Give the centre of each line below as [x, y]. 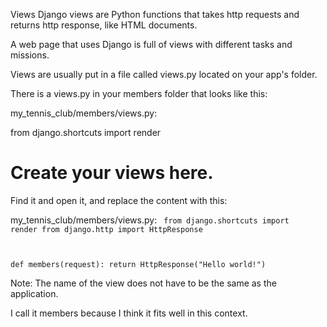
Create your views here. [112, 173]
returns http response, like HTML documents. [104, 25]
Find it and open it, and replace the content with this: [119, 200]
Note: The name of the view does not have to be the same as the [143, 283]
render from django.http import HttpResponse [106, 229]
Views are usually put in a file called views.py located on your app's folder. [164, 74]
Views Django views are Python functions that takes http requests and [155, 14]
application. [34, 293]
